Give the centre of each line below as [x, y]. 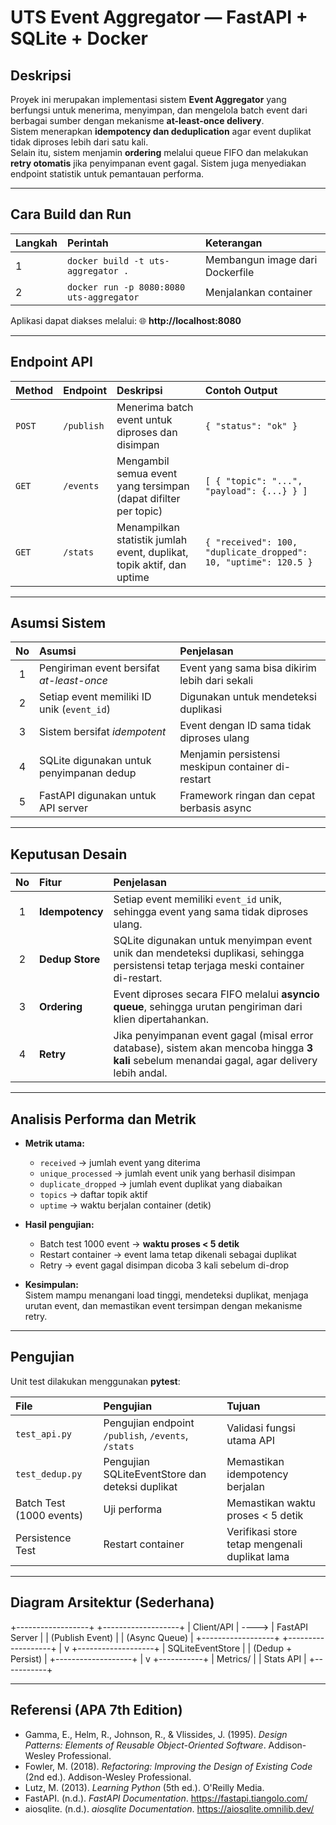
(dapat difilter [148, 498]
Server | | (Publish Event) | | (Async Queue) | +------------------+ [145, 1637]
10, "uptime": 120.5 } [258, 562]
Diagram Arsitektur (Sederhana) [112, 1602]
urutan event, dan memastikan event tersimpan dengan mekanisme [163, 1306]
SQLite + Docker [79, 38]
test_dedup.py [49, 1474]
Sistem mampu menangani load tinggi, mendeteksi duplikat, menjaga [166, 1295]
